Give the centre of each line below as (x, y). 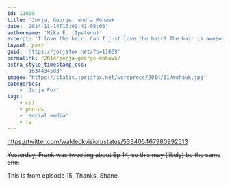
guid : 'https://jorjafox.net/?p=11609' (64, 52)
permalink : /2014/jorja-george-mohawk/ (64, 58)
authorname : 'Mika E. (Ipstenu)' (55, 33)
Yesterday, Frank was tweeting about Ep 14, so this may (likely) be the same (114, 154)
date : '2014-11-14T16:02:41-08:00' (58, 26)
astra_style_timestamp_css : (47, 65)
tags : (15, 97)
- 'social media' (44, 115)
